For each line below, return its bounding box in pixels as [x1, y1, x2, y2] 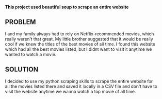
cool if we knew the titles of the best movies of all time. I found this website [5, 41, 156, 47]
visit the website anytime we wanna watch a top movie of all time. [5, 88, 136, 94]
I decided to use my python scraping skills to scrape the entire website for [5, 78, 153, 84]
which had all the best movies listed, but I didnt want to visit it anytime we [5, 46, 152, 52]
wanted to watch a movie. [5, 51, 57, 57]
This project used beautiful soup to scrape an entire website [5, 4, 129, 10]
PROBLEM [5, 18, 36, 26]
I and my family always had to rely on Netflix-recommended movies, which [5, 31, 154, 37]
